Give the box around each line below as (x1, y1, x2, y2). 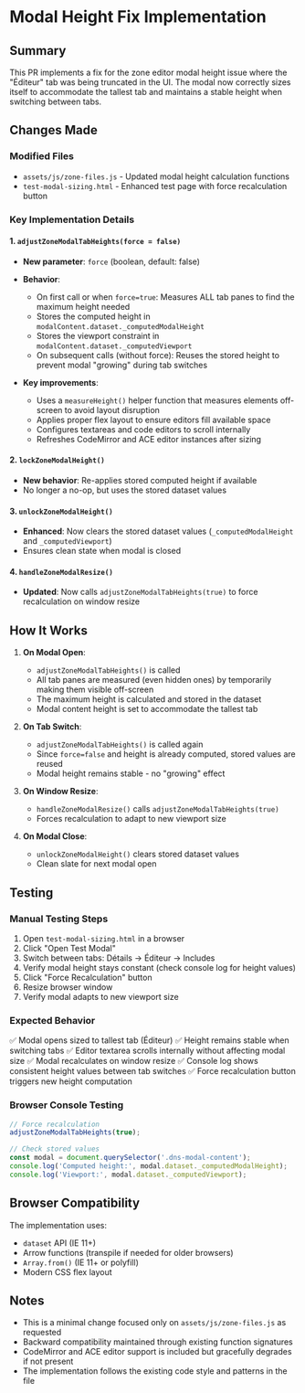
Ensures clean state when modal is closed (22, 546, 182, 557)
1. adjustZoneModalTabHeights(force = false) (9, 236, 181, 247)
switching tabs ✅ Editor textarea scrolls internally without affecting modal (9, 1045, 286, 1057)
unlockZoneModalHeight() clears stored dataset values (36, 848, 240, 860)
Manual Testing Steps (9, 912, 109, 925)
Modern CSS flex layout (22, 1266, 112, 1277)
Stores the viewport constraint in (36, 330, 160, 341)
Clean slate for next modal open (36, 858, 157, 869)
